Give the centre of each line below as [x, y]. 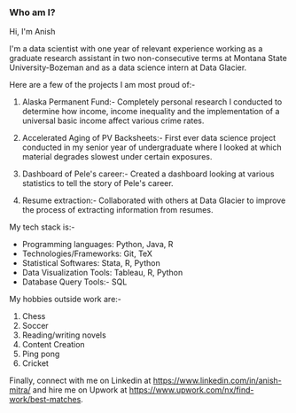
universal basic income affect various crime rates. [113, 121]
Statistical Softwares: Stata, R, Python [91, 263]
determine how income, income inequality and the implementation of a [151, 112]
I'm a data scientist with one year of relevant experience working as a [136, 49]
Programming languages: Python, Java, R [97, 245]
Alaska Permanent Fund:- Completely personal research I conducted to [152, 102]
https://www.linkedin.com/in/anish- [217, 381]
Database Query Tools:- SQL [74, 282]
